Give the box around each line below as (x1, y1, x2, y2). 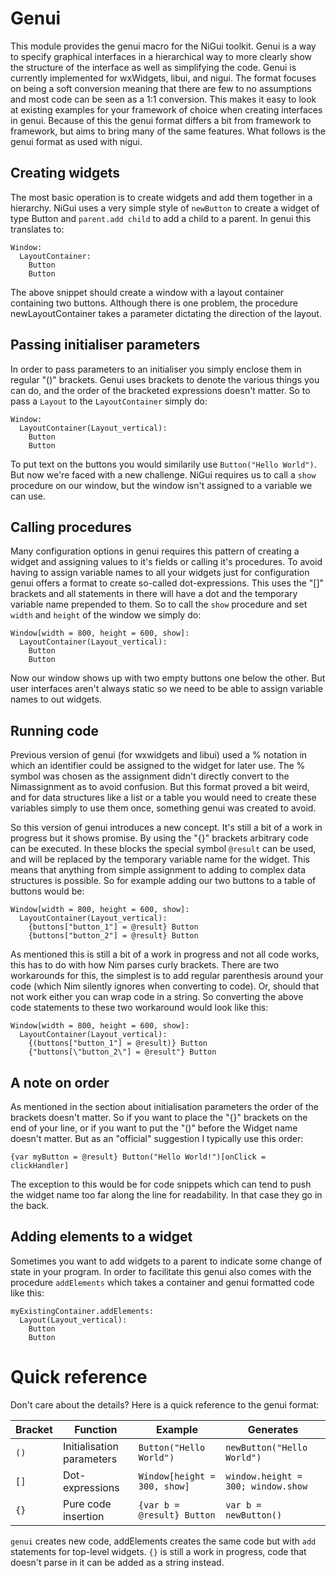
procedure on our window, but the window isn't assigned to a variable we (10, 479, 313, 491)
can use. (10, 490, 47, 502)
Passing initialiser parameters (10, 337, 201, 354)
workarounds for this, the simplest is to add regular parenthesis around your (10, 970, 324, 982)
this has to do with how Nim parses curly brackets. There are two (10, 959, 280, 971)
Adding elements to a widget (10, 1228, 193, 1246)
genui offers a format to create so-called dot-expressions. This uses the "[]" (10, 577, 325, 589)
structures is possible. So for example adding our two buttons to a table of (10, 875, 317, 887)
